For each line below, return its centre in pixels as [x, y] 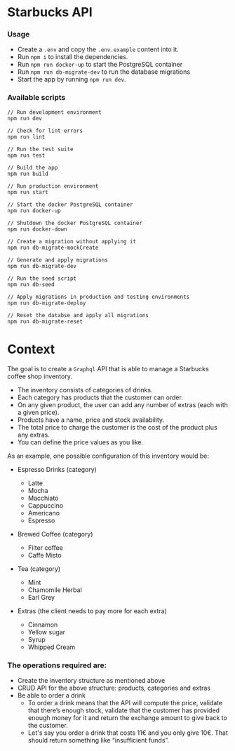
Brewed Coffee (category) [55, 534]
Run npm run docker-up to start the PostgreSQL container [100, 65]
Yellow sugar [46, 632]
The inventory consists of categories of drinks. [85, 390]
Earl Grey [41, 597]
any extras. [34, 435]
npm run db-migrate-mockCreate [53, 248]
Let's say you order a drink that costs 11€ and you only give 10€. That [128, 733]
